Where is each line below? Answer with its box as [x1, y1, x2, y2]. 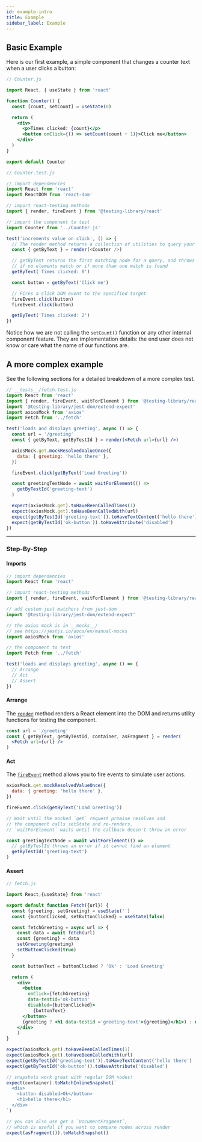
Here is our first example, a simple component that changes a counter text [6, 58, 191, 66]
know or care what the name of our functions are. [6, 342, 129, 349]
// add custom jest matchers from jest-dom [6, 606, 117, 612]
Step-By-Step [6, 545, 47, 554]
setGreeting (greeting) [17, 941, 74, 948]
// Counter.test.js [6, 170, 55, 176]
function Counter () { [6, 97, 61, 104]
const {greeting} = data [17, 936, 79, 942]
